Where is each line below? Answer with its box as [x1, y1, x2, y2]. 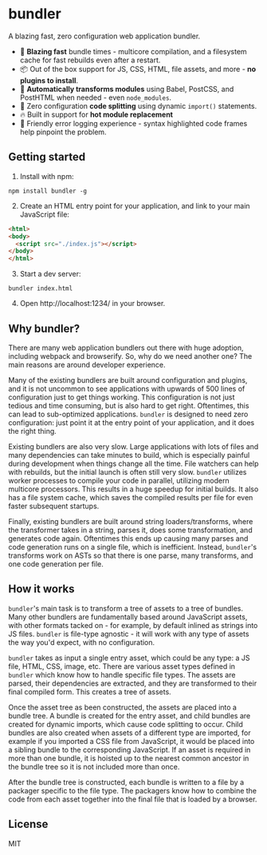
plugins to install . [19, 75, 78, 85]
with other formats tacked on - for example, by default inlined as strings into [8, 620, 258, 630]
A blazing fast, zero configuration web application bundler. [8, 31, 201, 41]
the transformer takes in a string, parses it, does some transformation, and [8, 525, 253, 535]
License [8, 817, 49, 831]
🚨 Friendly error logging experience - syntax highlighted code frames [19, 118, 248, 128]
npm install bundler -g [8, 187, 88, 195]
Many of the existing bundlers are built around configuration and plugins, [8, 375, 248, 384]
